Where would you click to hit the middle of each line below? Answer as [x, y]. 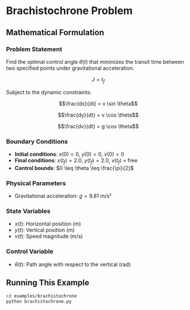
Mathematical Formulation [55, 33]
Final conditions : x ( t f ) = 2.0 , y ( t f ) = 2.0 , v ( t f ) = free [76, 161]
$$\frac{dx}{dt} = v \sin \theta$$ [98, 103]
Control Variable [30, 251]
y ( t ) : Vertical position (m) [44, 230]
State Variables [28, 211]
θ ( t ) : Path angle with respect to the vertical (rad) [72, 264]
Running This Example [48, 283]
